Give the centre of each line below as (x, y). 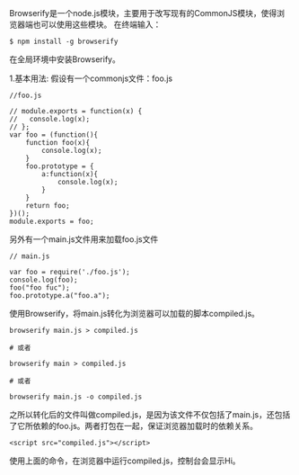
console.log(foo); (44, 280)
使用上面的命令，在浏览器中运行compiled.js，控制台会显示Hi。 (125, 461)
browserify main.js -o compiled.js (76, 397)
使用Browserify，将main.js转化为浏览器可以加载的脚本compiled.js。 (135, 314)
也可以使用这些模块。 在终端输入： (97, 24)
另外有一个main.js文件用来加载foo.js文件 (84, 239)
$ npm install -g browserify (64, 41)
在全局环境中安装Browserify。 (65, 59)
